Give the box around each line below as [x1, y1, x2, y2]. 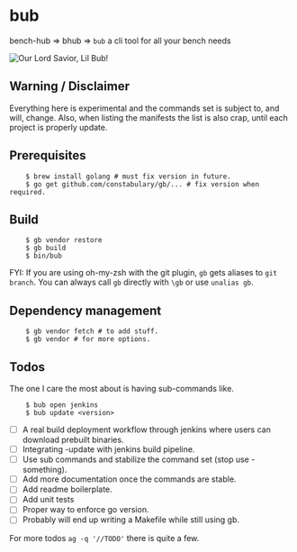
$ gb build [25, 244, 67, 253]
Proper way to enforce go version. [22, 504, 149, 515]
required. [9, 187, 47, 196]
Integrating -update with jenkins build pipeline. [22, 444, 195, 455]
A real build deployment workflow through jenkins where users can [22, 424, 272, 435]
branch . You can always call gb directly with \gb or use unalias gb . [9, 276, 254, 288]
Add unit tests [22, 494, 75, 505]
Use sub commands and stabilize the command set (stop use [22, 454, 249, 465]
